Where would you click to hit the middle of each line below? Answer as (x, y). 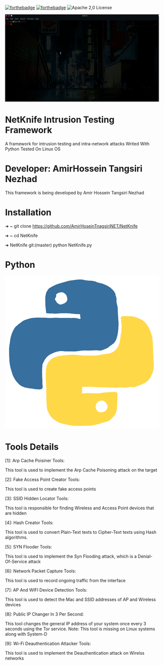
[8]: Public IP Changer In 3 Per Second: (44, 614)
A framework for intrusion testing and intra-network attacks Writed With (77, 144)
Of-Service (16, 561)
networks (15, 658)
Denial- (145, 556)
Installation (28, 213)
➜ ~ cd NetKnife (21, 236)
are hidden (16, 513)
